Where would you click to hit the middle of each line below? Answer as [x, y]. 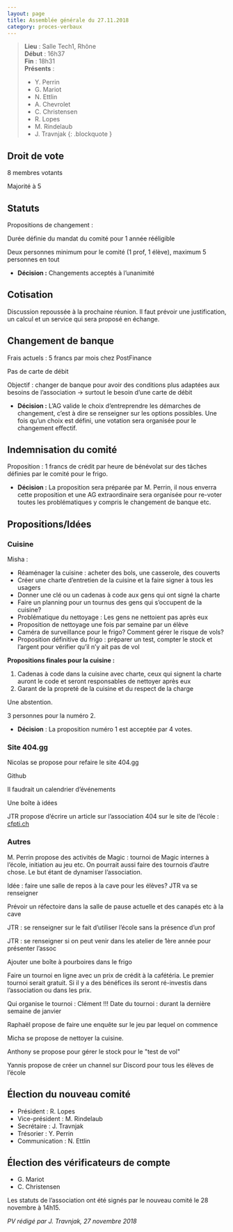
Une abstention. [30, 702]
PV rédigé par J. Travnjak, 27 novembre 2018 [72, 1222]
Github [17, 776]
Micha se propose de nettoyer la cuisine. [65, 1038]
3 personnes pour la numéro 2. [51, 716]
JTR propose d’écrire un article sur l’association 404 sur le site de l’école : [113, 816]
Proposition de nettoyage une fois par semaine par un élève [103, 625]
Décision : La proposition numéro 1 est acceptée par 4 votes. [105, 729]
